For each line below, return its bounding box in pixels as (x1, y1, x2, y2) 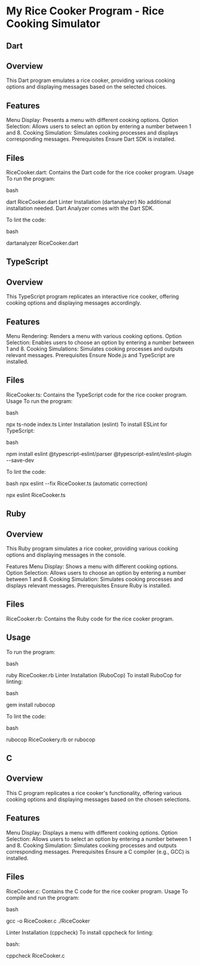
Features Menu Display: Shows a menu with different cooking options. (6, 563, 179, 570)
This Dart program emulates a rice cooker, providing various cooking (6, 77, 176, 84)
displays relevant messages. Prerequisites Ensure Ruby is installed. (6, 582, 171, 589)
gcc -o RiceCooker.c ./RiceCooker (6, 917, 91, 924)
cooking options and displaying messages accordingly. (6, 299, 141, 306)
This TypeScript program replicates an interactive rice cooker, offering (6, 293, 179, 300)
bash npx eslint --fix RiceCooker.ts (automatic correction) (6, 480, 148, 487)
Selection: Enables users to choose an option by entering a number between (6, 339, 195, 346)
